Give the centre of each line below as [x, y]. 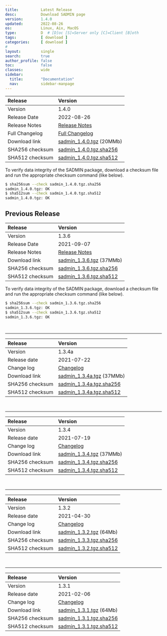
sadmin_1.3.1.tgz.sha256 [88, 619]
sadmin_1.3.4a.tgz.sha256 [89, 384]
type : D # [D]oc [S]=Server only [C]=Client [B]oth [72, 33]
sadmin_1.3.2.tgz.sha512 [88, 548]
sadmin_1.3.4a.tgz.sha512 [89, 392]
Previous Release [33, 214]
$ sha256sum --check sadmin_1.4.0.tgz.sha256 [53, 184]
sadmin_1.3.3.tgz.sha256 [88, 540]
